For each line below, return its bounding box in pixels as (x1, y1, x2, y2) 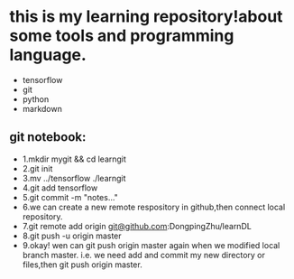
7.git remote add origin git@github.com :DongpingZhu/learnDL (22, 220, 253, 231)
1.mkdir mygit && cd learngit (22, 153, 126, 164)
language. (9, 45, 87, 65)
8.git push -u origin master (22, 230, 122, 241)
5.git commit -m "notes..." (22, 191, 119, 202)
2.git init (22, 163, 53, 173)
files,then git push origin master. (22, 259, 142, 270)
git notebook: (9, 129, 87, 145)
